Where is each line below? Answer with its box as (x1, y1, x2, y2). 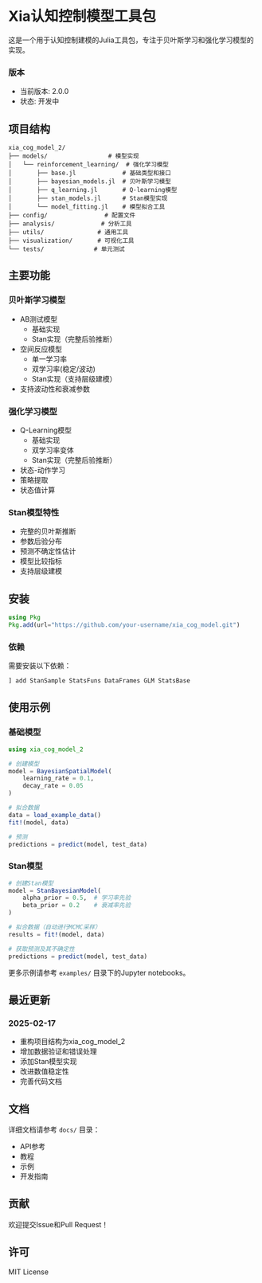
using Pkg (8, 614, 41, 622)
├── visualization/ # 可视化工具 (8, 237, 135, 245)
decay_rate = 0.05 (22, 782, 84, 790)
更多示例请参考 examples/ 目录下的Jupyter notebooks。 (8, 968, 190, 977)
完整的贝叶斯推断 (19, 526, 76, 536)
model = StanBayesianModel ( (8, 886, 102, 894)
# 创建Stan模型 (8, 879, 54, 887)
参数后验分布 (19, 537, 62, 546)
